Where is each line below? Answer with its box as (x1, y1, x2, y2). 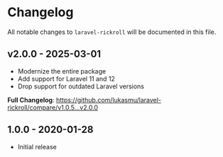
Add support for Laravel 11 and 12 (17, 74, 116, 83)
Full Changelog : (7, 95, 55, 104)
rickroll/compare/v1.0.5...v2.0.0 (7, 103, 98, 112)
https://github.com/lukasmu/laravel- (55, 95, 162, 104)
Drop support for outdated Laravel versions (17, 82, 144, 91)
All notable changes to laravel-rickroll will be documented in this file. (7, 28, 217, 36)
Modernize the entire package (17, 66, 107, 75)
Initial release (17, 142, 57, 151)
